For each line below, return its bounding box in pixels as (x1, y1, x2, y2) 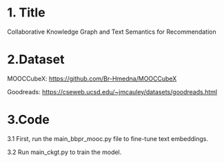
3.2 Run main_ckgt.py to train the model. (7, 148, 122, 156)
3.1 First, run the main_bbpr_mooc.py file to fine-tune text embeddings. (7, 134, 209, 142)
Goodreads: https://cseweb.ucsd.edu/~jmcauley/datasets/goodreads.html (7, 87, 218, 96)
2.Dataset (7, 52, 65, 67)
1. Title (7, 5, 46, 21)
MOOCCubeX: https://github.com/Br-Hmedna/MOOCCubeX (7, 74, 177, 83)
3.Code (7, 112, 50, 128)
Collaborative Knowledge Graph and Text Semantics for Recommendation (7, 28, 216, 36)
